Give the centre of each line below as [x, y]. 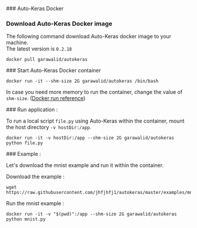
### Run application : [32, 110]
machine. [17, 43]
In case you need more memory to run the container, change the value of [94, 92]
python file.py [25, 143]
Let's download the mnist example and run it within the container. [85, 165]
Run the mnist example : [35, 203]
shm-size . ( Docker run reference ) [46, 98]
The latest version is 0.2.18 [39, 49]
